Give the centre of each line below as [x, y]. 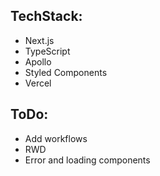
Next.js [39, 40]
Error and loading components [87, 160]
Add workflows [56, 138]
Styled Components [66, 72]
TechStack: [46, 16]
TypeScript [47, 51]
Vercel [38, 83]
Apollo [38, 61]
